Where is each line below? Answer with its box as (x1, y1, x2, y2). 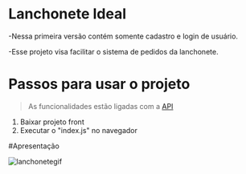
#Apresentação (8, 141, 60, 151)
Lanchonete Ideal (8, 5, 127, 23)
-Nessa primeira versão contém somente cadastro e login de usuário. (8, 31, 239, 41)
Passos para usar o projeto (8, 75, 191, 93)
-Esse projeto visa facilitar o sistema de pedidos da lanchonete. (8, 47, 219, 56)
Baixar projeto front (19, 117, 84, 127)
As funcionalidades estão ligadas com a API (27, 101, 174, 111)
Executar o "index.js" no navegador (19, 125, 138, 135)
